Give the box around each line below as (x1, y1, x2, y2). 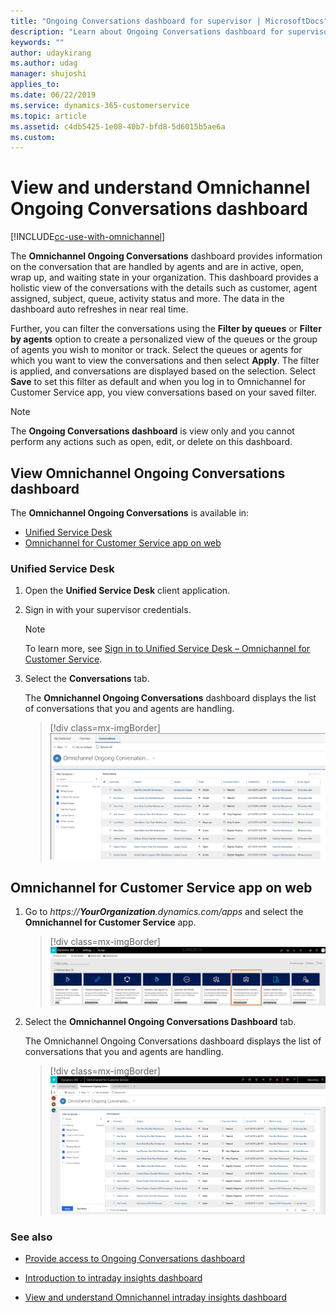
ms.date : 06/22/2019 (10, 90, 97, 100)
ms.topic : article (10, 111, 87, 121)
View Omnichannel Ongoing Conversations (10, 465, 286, 482)
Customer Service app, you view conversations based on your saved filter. (10, 386, 318, 399)
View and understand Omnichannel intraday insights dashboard (24, 1291, 287, 1304)
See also (10, 1230, 53, 1244)
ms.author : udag (10, 58, 78, 69)
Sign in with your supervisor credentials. (24, 604, 192, 616)
